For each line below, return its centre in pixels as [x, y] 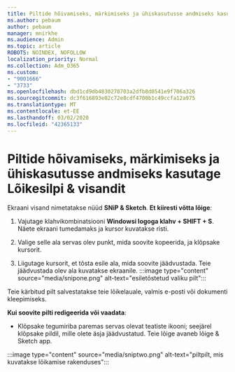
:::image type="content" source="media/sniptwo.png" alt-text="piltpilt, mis [115, 355]
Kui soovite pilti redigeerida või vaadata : [67, 313]
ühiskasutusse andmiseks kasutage [114, 174]
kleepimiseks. [27, 299]
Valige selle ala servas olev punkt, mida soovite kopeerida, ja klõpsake [119, 243]
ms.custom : [23, 72]
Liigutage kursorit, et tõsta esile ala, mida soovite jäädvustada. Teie [114, 264]
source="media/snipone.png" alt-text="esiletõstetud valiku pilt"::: [112, 278]
